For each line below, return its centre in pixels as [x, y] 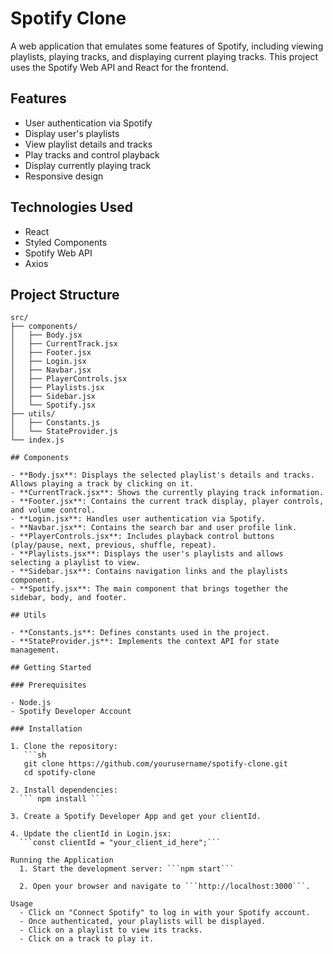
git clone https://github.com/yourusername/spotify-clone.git [155, 764]
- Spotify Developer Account [71, 712]
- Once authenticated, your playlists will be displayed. [143, 922]
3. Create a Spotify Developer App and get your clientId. [136, 817]
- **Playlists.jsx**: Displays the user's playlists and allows [147, 554]
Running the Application [62, 860]
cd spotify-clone [60, 773]
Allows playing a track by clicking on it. [102, 484]
